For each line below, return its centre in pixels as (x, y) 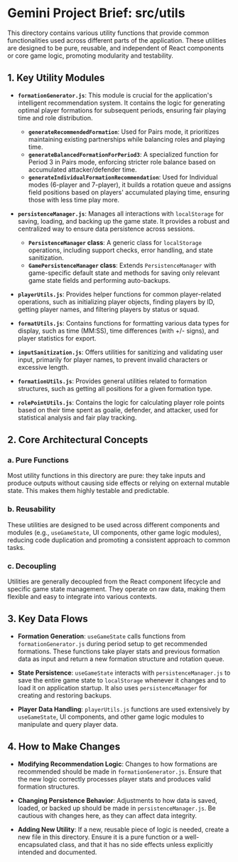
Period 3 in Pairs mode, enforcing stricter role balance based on (122, 162)
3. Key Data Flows (48, 619)
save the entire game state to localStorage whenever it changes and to (121, 680)
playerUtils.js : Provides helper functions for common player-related (119, 294)
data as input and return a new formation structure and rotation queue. (121, 659)
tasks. (16, 547)
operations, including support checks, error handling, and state (120, 250)
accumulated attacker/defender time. (82, 170)
